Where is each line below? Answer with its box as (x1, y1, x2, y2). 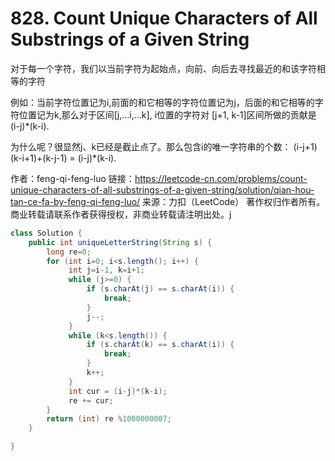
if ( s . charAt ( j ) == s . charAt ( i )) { (86, 284, 235, 294)
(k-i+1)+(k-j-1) (10, 152, 68, 164)
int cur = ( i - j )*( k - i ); (68, 386, 168, 396)
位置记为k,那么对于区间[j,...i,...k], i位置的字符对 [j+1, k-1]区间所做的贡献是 (18, 108, 317, 121)
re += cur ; (68, 395, 114, 406)
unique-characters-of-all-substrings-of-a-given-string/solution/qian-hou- (10, 183, 315, 196)
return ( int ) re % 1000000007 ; (46, 414, 172, 424)
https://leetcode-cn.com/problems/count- (134, 172, 308, 184)
